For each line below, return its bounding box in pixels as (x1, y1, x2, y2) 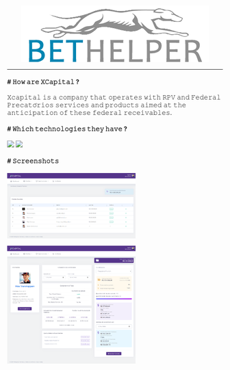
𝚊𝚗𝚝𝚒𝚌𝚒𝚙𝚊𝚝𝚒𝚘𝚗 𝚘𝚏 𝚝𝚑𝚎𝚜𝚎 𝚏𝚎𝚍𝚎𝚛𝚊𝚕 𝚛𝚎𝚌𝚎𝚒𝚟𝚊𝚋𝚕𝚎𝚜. (7, 109, 172, 117)
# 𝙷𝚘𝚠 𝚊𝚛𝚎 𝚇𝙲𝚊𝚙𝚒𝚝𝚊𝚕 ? (7, 77, 80, 85)
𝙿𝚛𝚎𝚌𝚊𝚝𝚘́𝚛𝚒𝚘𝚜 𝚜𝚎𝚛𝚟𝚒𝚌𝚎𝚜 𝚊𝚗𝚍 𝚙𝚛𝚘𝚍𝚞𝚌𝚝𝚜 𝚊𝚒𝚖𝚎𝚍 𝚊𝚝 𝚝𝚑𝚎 (7, 101, 187, 109)
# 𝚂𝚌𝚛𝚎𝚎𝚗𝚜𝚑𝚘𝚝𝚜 (7, 157, 60, 165)
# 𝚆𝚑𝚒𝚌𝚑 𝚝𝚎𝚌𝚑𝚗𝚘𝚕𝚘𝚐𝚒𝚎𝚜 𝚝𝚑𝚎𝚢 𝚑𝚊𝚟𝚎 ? (7, 124, 128, 133)
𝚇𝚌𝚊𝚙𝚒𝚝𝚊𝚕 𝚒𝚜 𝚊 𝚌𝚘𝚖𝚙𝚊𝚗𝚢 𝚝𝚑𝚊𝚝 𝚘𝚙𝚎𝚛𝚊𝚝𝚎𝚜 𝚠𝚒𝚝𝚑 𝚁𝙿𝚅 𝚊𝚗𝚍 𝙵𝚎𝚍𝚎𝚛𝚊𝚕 (7, 93, 221, 101)
